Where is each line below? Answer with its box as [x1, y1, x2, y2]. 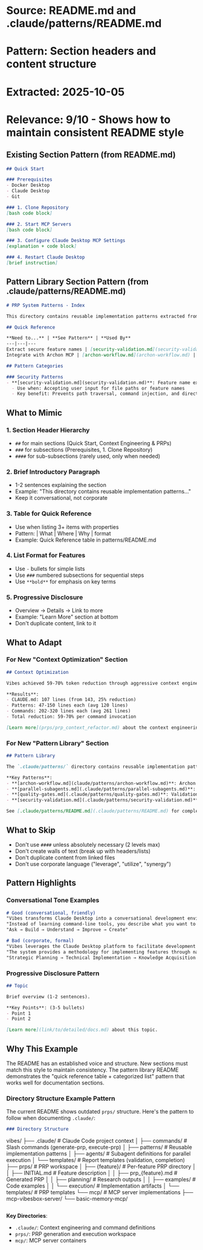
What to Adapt [6, 637, 62, 648]
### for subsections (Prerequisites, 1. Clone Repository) [14, 446, 153, 453]
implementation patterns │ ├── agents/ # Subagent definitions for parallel [6, 1150, 191, 1157]
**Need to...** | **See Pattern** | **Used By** [6, 335, 131, 341]
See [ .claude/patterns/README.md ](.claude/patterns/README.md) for [6, 808, 180, 815]
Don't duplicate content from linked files [14, 853, 115, 861]
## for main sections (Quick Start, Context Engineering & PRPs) [14, 439, 172, 446]
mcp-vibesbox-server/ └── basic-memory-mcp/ [6, 1195, 128, 1203]
